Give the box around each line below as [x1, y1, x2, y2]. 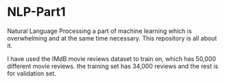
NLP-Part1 [7, 4, 67, 20]
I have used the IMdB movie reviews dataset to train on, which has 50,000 [7, 54, 216, 62]
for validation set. [7, 69, 56, 78]
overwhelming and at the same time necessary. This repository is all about [7, 34, 217, 42]
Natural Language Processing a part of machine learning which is [7, 27, 192, 35]
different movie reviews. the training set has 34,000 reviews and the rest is [7, 62, 218, 70]
